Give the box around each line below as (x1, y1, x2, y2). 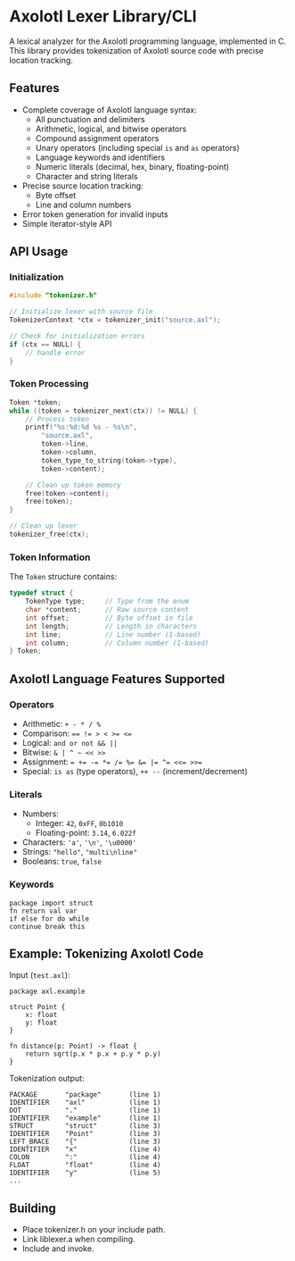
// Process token (25, 414, 90, 423)
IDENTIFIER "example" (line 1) (9, 1114, 162, 1123)
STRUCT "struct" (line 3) (9, 1122, 162, 1131)
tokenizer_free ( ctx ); (9, 530, 90, 539)
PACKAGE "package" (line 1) (9, 1090, 162, 1099)
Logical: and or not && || (21, 737, 118, 747)
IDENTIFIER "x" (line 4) (9, 1145, 162, 1154)
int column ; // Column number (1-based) (25, 639, 209, 647)
